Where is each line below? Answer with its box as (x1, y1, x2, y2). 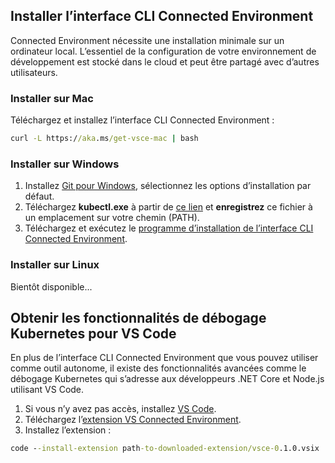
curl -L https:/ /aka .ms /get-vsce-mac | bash (10, 134, 199, 144)
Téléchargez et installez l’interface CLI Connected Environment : (10, 114, 275, 126)
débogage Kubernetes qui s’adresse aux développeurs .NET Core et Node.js (10, 373, 325, 385)
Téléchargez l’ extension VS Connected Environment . (24, 414, 242, 426)
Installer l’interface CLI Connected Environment (10, 8, 314, 25)
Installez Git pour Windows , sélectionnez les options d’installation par (24, 180, 312, 192)
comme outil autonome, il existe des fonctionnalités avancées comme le (10, 362, 307, 374)
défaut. (24, 190, 55, 203)
